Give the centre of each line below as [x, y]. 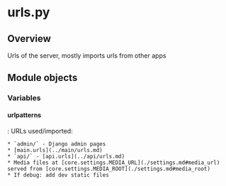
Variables [24, 98]
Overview [29, 39]
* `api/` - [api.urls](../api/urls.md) [66, 156]
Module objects [43, 78]
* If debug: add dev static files [58, 175]
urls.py [29, 12]
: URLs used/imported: [40, 131]
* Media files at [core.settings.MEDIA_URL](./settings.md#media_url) [114, 163]
